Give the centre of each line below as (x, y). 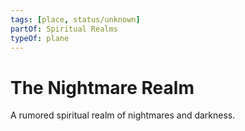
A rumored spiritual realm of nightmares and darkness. (123, 115)
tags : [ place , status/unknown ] (75, 19)
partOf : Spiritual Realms (64, 29)
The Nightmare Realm (102, 87)
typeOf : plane (40, 38)
